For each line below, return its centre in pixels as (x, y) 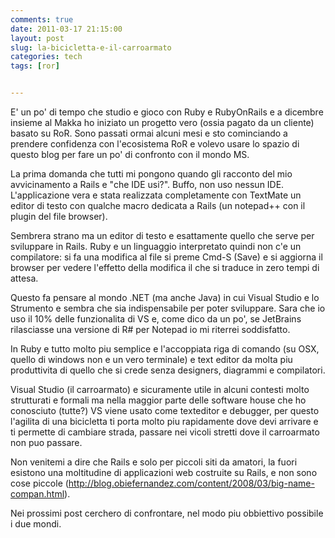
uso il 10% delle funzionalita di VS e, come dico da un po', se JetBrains (156, 319)
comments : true (42, 19)
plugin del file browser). (59, 216)
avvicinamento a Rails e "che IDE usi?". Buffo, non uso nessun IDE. (147, 184)
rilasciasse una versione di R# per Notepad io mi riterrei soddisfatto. (150, 329)
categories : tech (46, 57)
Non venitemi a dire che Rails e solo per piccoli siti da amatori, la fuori (154, 462)
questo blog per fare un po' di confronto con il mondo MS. (130, 154)
